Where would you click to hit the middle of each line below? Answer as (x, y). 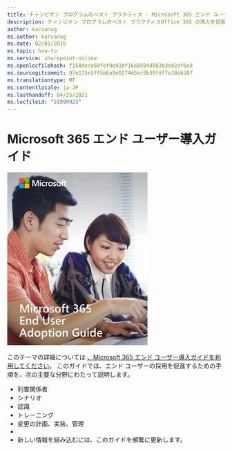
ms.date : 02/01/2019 (37, 44)
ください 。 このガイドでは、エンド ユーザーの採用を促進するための (120, 366)
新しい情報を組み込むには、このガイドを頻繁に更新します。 (101, 440)
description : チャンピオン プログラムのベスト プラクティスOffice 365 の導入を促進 (117, 22)
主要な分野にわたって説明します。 (85, 375)
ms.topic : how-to (32, 51)
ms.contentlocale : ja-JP (43, 87)
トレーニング (35, 415)
